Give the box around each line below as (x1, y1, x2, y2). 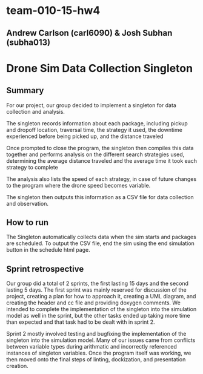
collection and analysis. (6, 108, 65, 115)
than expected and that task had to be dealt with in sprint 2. (6, 318, 155, 326)
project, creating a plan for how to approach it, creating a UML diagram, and (6, 293, 196, 300)
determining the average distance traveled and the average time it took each (6, 157, 198, 164)
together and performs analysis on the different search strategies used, (6, 151, 185, 158)
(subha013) (6, 37, 50, 47)
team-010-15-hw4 (6, 4, 101, 18)
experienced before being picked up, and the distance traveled (6, 133, 164, 140)
